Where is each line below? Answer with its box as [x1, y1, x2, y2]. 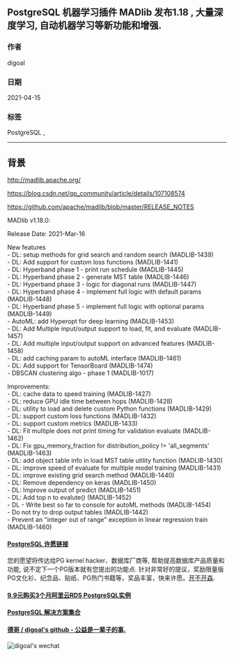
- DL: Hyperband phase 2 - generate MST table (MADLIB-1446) [7, 273, 189, 281]
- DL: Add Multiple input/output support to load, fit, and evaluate [7, 324, 192, 333]
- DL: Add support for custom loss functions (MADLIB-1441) [7, 258, 179, 267]
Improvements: [7, 382, 51, 391]
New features [7, 243, 47, 252]
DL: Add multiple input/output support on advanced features [11, 340, 185, 348]
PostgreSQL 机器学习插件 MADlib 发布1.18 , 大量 [7, 6, 214, 19]
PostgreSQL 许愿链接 [7, 539, 69, 548]
